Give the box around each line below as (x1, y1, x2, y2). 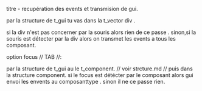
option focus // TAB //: (6, 53, 62, 60)
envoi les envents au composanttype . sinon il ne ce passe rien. (6, 78, 165, 85)
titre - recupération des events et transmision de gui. (6, 5, 138, 12)
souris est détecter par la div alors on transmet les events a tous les (6, 35, 176, 42)
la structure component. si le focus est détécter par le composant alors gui (6, 72, 193, 78)
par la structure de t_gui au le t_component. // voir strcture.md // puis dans (6, 65, 193, 72)
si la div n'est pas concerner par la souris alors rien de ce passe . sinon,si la (6, 29, 197, 36)
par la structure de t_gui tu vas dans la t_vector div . (6, 17, 136, 24)
